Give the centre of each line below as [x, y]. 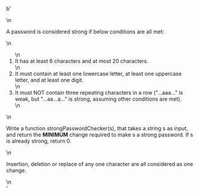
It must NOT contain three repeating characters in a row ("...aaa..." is [99, 93]
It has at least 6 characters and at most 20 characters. [82, 61]
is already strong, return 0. [39, 141]
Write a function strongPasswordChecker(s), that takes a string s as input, [97, 128]
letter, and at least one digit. [49, 80]
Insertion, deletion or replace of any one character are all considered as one [99, 164]
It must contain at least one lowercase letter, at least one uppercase [98, 73]
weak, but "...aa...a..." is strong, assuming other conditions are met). [98, 99]
